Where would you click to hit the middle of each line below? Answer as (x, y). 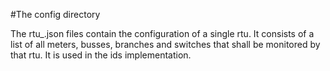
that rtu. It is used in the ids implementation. (101, 55)
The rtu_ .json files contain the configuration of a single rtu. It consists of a (162, 33)
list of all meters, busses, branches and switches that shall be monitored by (165, 44)
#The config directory (55, 14)
